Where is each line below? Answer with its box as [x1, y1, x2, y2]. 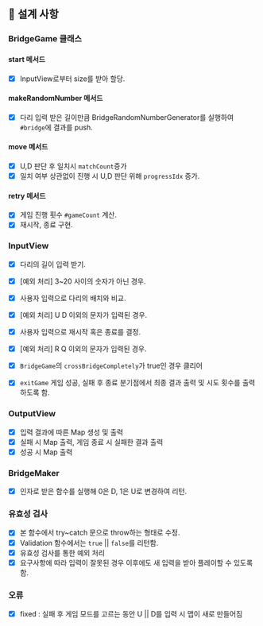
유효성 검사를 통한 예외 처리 [19, 547, 106, 558]
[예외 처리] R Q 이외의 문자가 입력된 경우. [19, 344, 147, 354]
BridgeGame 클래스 [8, 33, 82, 44]
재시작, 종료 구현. [19, 220, 73, 230]
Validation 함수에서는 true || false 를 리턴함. [19, 538, 159, 547]
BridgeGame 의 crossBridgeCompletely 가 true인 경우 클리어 [19, 361, 203, 371]
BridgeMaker [8, 467, 60, 478]
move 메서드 [8, 142, 48, 152]
